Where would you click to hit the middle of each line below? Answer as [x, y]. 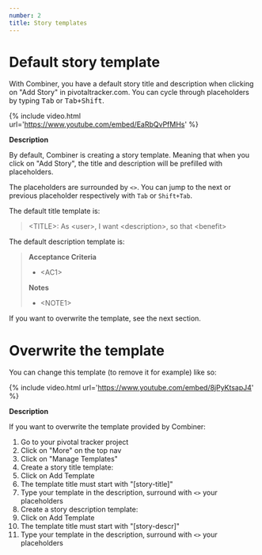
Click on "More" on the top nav [71, 450]
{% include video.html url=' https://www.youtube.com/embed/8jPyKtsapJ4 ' [131, 388]
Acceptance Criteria [63, 257]
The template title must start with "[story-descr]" [100, 526]
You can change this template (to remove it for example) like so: [113, 372]
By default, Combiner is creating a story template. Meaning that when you [129, 155]
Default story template [85, 62]
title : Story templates [48, 23]
